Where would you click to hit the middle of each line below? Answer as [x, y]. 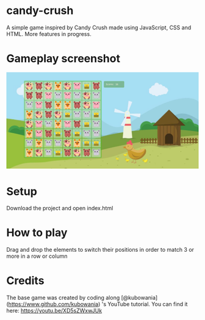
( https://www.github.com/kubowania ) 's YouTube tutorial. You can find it [97, 304]
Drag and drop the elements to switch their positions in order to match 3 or [100, 250]
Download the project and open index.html [60, 208]
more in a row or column [37, 256]
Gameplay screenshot [63, 59]
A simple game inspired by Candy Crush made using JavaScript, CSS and [99, 27]
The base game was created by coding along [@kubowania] [82, 298]
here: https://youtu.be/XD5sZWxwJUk [54, 311]
